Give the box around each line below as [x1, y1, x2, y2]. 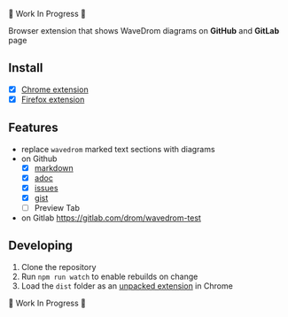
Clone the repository [20, 261, 97, 272]
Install [8, 60, 43, 75]
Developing [8, 238, 73, 253]
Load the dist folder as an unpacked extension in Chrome [20, 280, 234, 291]
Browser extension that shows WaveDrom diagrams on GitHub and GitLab [8, 26, 280, 35]
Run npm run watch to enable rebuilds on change [20, 271, 198, 282]
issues [34, 182, 58, 193]
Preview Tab [34, 203, 81, 213]
